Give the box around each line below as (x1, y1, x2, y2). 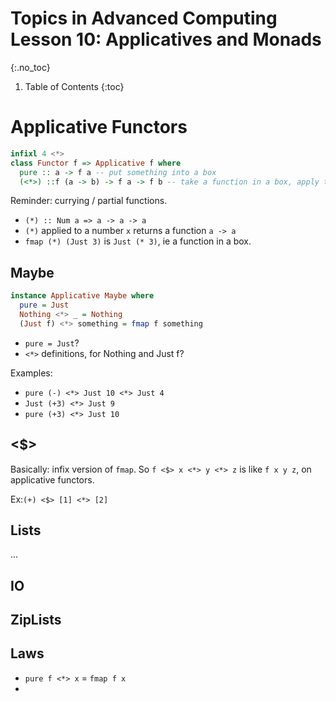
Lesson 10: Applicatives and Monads (10, 28, 322, 51)
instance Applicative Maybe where (10, 291, 155, 301)
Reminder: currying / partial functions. (10, 195, 168, 207)
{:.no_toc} (10, 61, 51, 73)
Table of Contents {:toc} (24, 80, 125, 92)
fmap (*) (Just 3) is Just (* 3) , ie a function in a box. (24, 235, 252, 247)
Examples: (10, 367, 53, 379)
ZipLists (10, 612, 62, 629)
